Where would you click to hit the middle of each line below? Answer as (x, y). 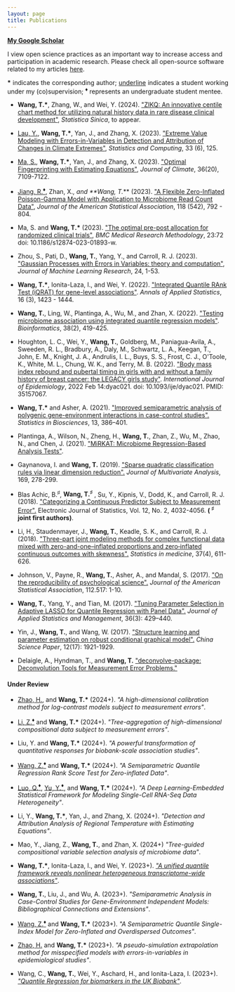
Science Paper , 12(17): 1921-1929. (66, 647)
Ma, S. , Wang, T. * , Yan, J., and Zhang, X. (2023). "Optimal (102, 162)
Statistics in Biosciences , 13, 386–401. (73, 422)
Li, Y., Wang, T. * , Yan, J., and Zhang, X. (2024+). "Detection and (111, 816)
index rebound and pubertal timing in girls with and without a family (115, 371)
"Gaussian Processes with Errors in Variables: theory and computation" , (121, 263)
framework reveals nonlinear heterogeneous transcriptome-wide (111, 873)
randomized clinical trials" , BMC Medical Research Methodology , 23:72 (120, 235)
